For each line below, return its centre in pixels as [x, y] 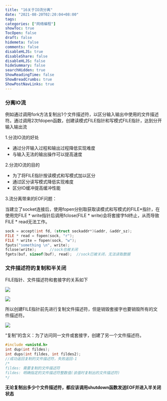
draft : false [19, 38]
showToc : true [20, 28]
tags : [11, 19]
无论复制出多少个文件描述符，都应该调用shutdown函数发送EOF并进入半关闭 [83, 388]
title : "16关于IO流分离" [29, 10]
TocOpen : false [21, 33]
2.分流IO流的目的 [23, 165]
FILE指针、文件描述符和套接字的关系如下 [47, 280]
